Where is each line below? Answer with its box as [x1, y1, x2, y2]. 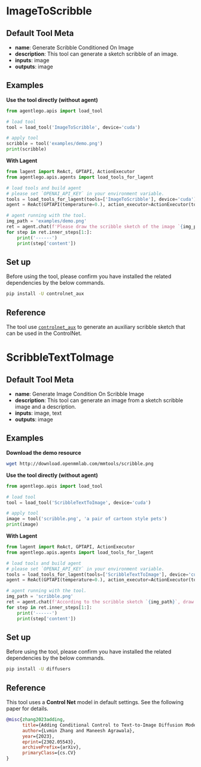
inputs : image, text [14, 409, 62, 417]
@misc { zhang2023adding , [6, 717, 66, 723]
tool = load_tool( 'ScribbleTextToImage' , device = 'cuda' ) [6, 499, 151, 506]
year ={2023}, [22, 733, 55, 739]
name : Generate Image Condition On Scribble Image [14, 391, 145, 398]
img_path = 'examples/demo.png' [6, 218, 87, 224]
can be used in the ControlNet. [6, 330, 82, 337]
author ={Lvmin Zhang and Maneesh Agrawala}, [22, 727, 135, 733]
